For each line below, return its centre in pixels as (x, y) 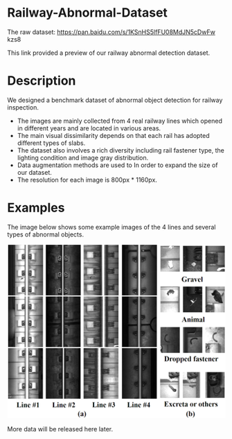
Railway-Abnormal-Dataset (88, 13)
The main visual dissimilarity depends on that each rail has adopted (113, 135)
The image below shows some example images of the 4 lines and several (111, 227)
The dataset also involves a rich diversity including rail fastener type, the (121, 150)
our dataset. (34, 172)
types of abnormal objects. (46, 234)
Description (42, 81)
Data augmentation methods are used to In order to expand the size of (117, 165)
